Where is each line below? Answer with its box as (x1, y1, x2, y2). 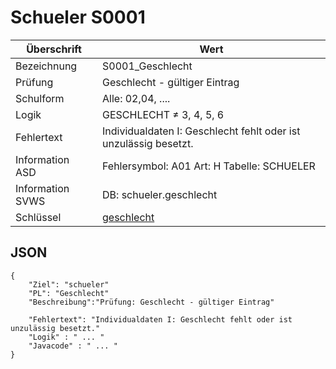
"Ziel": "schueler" (28, 279, 110, 290)
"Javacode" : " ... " (28, 341, 118, 351)
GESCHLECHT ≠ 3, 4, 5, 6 (102, 107, 225, 121)
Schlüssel (15, 210, 62, 224)
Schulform (15, 91, 65, 105)
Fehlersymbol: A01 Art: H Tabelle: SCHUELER (102, 159, 316, 173)
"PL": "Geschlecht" (28, 288, 110, 298)
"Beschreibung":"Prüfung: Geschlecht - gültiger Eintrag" (28, 297, 275, 307)
